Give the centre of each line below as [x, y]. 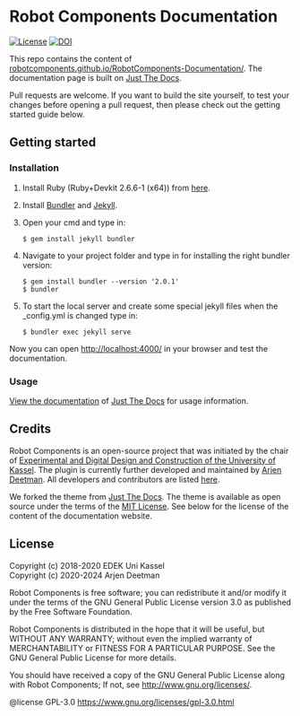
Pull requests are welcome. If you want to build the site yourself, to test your [149, 95]
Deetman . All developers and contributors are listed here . [115, 479]
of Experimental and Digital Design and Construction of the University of [142, 460]
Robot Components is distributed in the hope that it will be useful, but [137, 629]
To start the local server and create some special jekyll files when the [150, 306]
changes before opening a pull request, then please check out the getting [145, 104]
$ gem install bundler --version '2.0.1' [100, 281]
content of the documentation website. [81, 515]
